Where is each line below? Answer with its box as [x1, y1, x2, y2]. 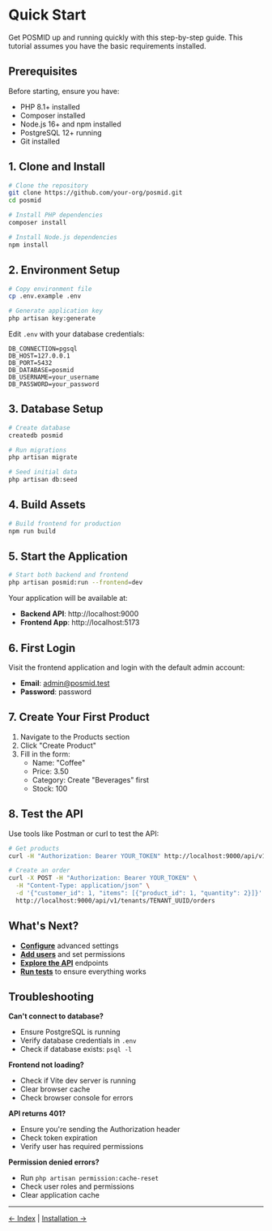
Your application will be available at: [8, 594, 128, 603]
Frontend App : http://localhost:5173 [19, 618, 140, 628]
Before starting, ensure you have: [8, 86, 120, 96]
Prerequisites [8, 65, 78, 79]
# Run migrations [8, 446, 67, 454]
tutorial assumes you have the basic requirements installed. [8, 41, 206, 50]
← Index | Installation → [8, 1214, 87, 1224]
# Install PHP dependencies [8, 211, 104, 220]
